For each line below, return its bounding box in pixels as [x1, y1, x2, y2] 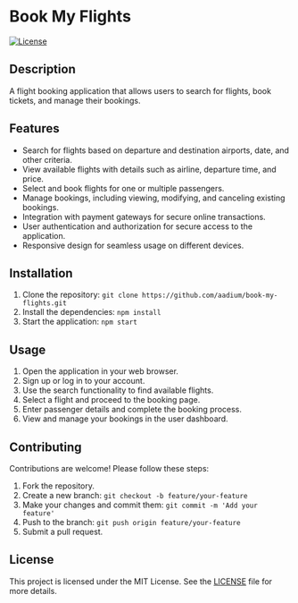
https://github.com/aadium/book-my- [141, 291, 278, 301]
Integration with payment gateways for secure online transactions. [21, 211, 266, 222]
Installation [9, 266, 73, 281]
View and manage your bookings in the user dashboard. [21, 413, 229, 424]
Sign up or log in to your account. [21, 376, 145, 386]
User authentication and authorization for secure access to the [21, 221, 252, 232]
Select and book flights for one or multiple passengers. [21, 183, 225, 193]
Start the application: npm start [21, 316, 138, 327]
